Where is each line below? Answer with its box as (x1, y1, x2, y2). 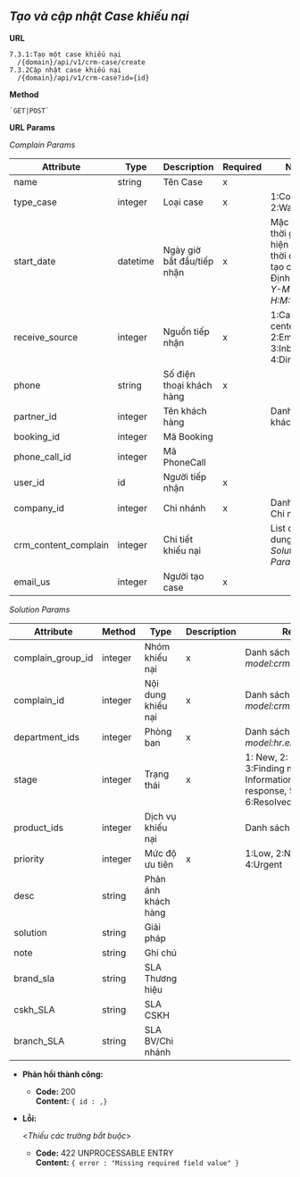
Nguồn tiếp (162, 325, 210, 338)
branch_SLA (13, 1034, 65, 1047)
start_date (13, 255, 56, 267)
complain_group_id (13, 652, 94, 664)
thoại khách (162, 379, 212, 391)
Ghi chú (144, 946, 177, 959)
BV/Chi (144, 1034, 174, 1047)
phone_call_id (13, 450, 71, 463)
